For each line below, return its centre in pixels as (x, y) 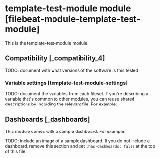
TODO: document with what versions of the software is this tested (72, 70)
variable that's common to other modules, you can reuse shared (70, 99)
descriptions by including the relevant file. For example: (61, 104)
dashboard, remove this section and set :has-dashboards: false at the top (80, 146)
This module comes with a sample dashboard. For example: (65, 131)
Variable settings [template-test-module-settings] (67, 83)
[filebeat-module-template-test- (73, 19)
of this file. (16, 151)
